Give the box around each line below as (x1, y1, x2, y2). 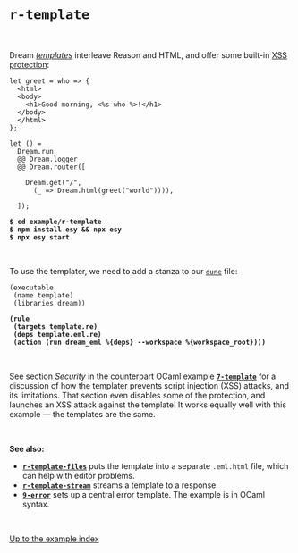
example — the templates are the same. (9, 408, 156, 419)
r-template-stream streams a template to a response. (21, 480, 219, 490)
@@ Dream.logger (17, 155, 78, 163)
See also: (9, 443, 45, 454)
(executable (9, 283, 54, 292)
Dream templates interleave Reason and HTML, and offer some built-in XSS (9, 49, 288, 60)
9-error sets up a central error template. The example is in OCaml (21, 489, 266, 499)
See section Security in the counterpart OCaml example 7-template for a (9, 371, 277, 381)
